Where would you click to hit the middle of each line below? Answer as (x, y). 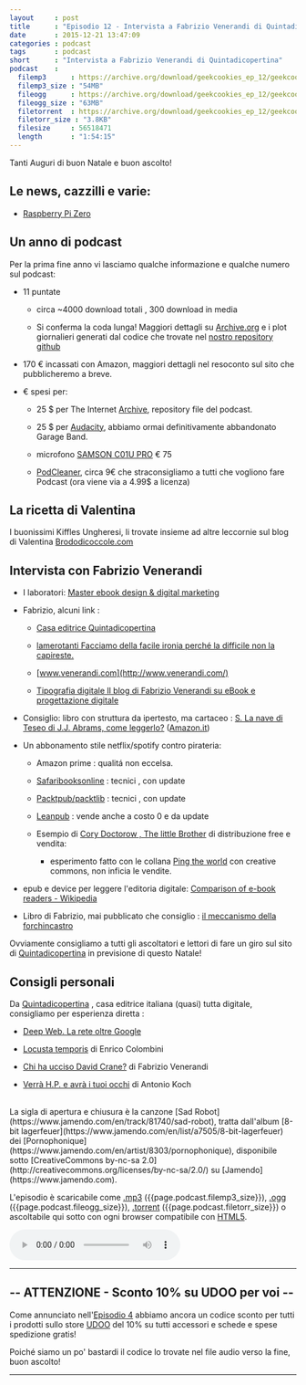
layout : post (44, 18)
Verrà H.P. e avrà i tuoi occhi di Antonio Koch (107, 1084)
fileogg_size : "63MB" (61, 103)
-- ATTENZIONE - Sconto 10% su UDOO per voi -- (152, 1293)
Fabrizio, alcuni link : (61, 610)
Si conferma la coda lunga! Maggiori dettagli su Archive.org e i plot (161, 327)
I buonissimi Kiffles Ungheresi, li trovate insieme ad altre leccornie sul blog (149, 532)
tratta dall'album (249, 1121)
